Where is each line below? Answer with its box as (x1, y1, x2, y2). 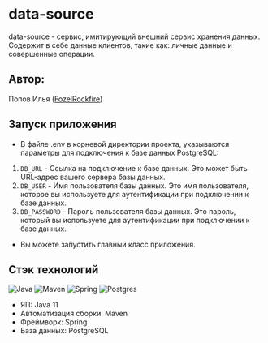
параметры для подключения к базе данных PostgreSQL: (19, 148, 219, 157)
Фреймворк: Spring (19, 317, 88, 327)
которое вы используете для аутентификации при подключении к (19, 189, 249, 199)
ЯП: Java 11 (19, 300, 58, 310)
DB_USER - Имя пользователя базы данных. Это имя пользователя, (19, 180, 249, 191)
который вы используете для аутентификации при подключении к (19, 215, 250, 225)
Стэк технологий (8, 263, 99, 277)
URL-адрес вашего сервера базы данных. (19, 172, 166, 182)
